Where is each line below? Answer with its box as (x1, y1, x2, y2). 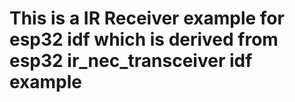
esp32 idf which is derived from (9, 28, 279, 51)
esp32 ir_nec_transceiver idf (9, 50, 253, 72)
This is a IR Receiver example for (9, 7, 285, 30)
